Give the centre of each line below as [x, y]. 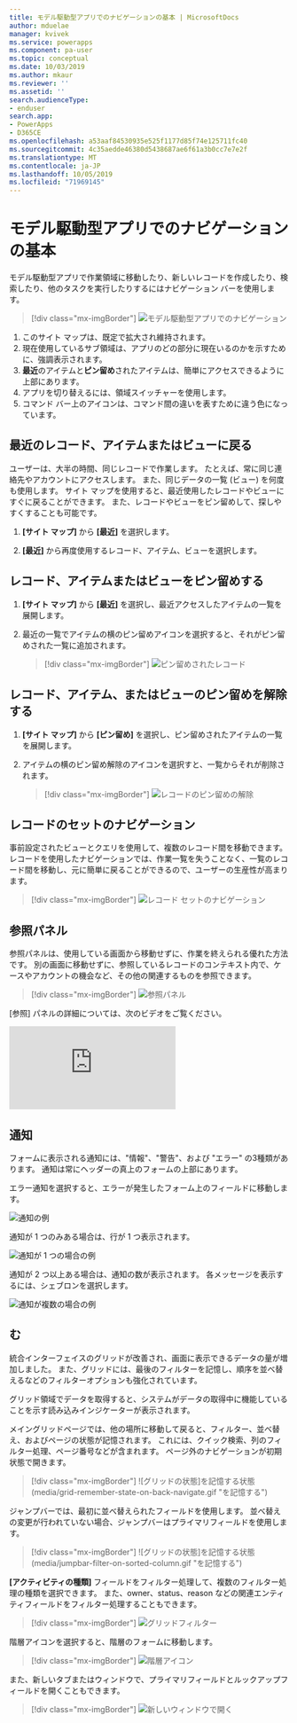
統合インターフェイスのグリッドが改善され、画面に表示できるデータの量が [145, 1358]
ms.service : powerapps [51, 42]
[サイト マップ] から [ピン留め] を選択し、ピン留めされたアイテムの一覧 [152, 734]
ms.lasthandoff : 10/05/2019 [61, 174]
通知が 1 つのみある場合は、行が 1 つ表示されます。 [102, 1236]
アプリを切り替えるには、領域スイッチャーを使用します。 [126, 393]
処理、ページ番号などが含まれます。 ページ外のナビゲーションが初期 [157, 1451]
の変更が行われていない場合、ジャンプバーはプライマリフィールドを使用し [145, 1522]
